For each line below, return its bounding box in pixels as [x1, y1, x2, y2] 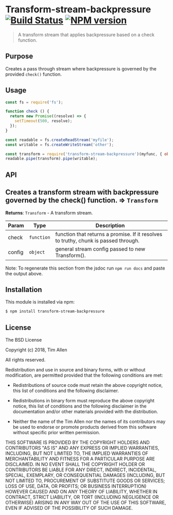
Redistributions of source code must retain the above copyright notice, [12, 382, 163, 388]
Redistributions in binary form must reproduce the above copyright [12, 398, 154, 404]
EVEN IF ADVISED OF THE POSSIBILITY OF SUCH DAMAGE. [5, 505, 133, 511]
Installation [5, 285, 42, 294]
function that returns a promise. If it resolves [55, 230, 163, 238]
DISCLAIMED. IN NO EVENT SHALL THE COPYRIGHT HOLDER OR [5, 461, 145, 468]
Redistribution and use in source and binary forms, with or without [5, 367, 146, 373]
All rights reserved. [5, 357, 46, 363]
